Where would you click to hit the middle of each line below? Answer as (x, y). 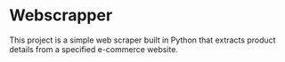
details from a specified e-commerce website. (94, 49)
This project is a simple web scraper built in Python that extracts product (142, 40)
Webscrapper (61, 15)
